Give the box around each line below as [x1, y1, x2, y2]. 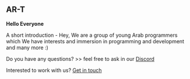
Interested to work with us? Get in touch [6, 67, 102, 74]
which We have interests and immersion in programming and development [6, 37, 185, 44]
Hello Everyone [6, 20, 44, 27]
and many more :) [6, 44, 48, 51]
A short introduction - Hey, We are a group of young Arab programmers [6, 32, 178, 39]
